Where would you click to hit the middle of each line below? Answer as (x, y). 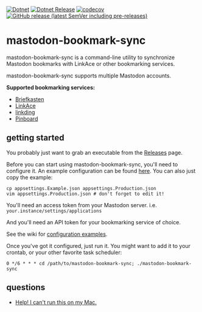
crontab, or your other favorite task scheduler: (64, 252)
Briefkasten (30, 99)
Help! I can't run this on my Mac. (56, 302)
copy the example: (30, 177)
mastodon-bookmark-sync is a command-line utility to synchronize (91, 57)
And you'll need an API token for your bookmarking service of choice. (94, 222)
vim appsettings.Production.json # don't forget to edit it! (85, 194)
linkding (25, 112)
